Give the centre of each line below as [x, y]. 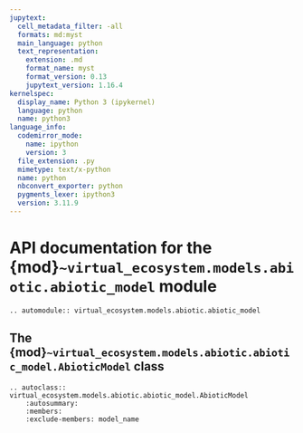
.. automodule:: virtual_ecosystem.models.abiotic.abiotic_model [135, 310]
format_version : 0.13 [66, 77]
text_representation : [58, 52]
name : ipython [52, 144]
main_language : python [60, 43]
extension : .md [54, 60]
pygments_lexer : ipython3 [66, 195]
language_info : [38, 128]
